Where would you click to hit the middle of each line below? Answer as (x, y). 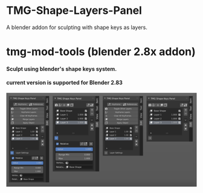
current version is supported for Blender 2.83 (64, 83)
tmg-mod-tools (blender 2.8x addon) (101, 52)
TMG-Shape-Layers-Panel (74, 11)
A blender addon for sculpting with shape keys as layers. (77, 27)
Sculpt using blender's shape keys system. (62, 69)
